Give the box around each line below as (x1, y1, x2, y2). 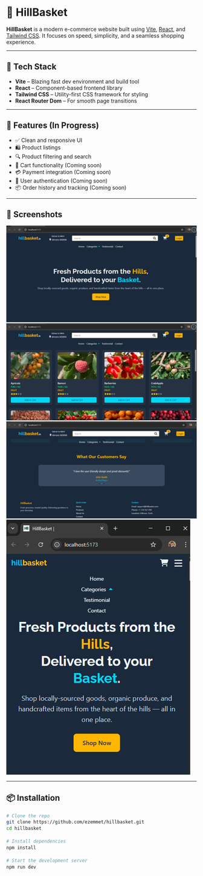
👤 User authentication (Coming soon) (14, 177, 108, 184)
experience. (6, 38, 36, 45)
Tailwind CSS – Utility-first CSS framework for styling (14, 90, 148, 98)
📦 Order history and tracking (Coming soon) (14, 184, 127, 191)
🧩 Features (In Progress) (6, 121, 100, 131)
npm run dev (6, 864, 36, 870)
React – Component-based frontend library (14, 84, 123, 92)
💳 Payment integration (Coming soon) (14, 168, 111, 175)
